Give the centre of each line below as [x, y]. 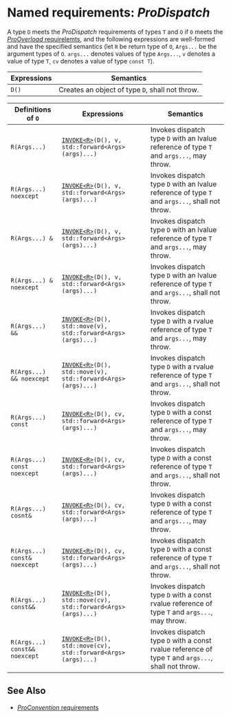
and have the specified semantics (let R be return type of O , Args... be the [112, 46]
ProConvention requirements [58, 707]
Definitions [33, 110]
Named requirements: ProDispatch [109, 13]
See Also [26, 691]
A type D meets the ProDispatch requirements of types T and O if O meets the [115, 32]
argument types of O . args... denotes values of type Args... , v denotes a [111, 54]
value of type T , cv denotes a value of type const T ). [81, 61]
